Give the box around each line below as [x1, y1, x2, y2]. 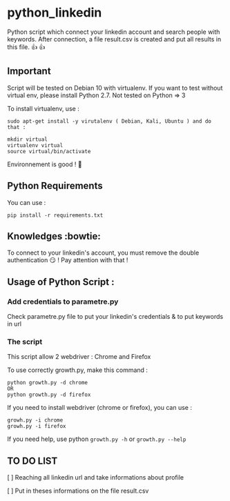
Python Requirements [7, 180, 103, 192]
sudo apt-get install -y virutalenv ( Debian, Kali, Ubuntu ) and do [7, 117, 212, 125]
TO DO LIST [7, 455, 58, 466]
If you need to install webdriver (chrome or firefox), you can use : [7, 404, 192, 412]
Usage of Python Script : [7, 276, 115, 288]
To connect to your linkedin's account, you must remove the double [7, 248, 200, 257]
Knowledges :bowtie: [7, 230, 102, 242]
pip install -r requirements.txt [7, 212, 104, 219]
